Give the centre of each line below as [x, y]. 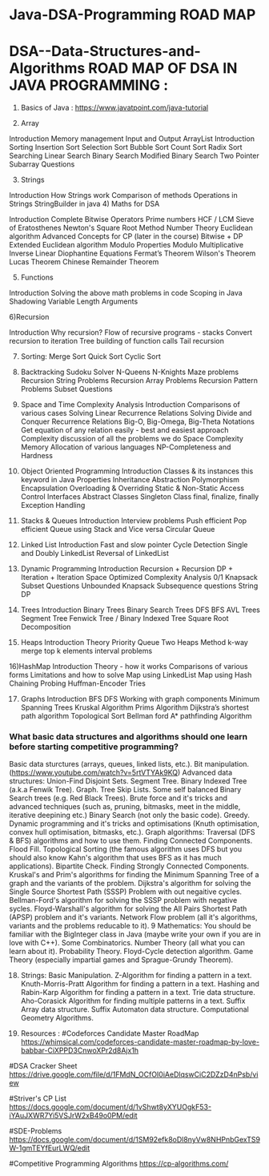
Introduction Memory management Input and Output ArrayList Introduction [132, 139]
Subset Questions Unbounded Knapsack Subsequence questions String [139, 586]
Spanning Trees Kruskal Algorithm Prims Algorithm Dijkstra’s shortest [134, 707]
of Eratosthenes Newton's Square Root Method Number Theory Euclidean [131, 228]
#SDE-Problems [36, 1131]
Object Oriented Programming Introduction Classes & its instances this [137, 471]
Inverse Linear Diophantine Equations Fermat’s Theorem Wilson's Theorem [132, 253]
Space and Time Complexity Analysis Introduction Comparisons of [130, 405]
